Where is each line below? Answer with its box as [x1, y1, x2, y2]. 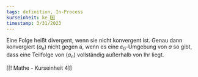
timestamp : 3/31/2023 [6, 20, 62, 26]
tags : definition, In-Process [6, 8, 84, 15]
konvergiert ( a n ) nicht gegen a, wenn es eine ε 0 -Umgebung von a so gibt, [6, 43, 193, 52]
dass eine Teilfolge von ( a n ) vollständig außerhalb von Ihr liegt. [6, 51, 164, 59]
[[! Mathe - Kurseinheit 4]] [6, 64, 72, 72]
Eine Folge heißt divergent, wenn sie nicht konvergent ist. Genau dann [6, 37, 183, 44]
